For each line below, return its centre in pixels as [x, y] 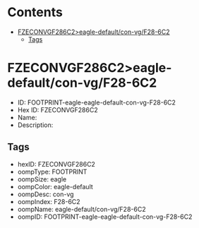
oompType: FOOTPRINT [52, 172]
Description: [35, 125]
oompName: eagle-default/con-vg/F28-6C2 [82, 209]
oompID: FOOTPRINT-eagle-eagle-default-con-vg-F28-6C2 [105, 217]
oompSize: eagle [42, 179]
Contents [35, 12]
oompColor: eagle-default [55, 186]
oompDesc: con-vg [46, 194]
